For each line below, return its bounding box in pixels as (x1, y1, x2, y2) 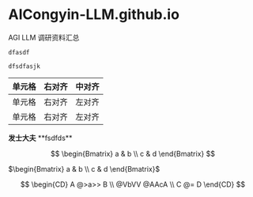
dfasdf (8, 48, 30, 56)
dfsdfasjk (8, 62, 41, 70)
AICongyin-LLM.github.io (8, 6, 180, 24)
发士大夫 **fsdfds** (8, 133, 73, 142)
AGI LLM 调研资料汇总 (8, 32, 80, 42)
